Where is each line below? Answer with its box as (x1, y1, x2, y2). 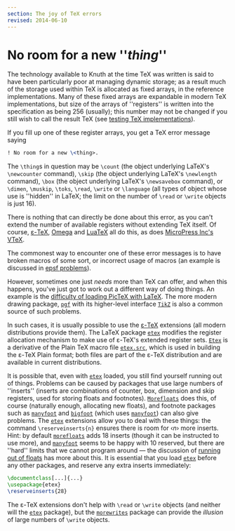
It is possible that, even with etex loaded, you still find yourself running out (7, 372, 222, 380)
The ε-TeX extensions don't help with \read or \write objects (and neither (7, 500, 221, 509)
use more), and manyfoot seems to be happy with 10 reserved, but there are (7, 439, 225, 448)
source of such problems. (7, 307, 82, 316)
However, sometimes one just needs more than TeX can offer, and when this (7, 278, 228, 286)
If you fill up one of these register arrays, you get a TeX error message (7, 128, 210, 137)
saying (7, 136, 27, 144)
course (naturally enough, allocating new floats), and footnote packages (7, 401, 216, 410)
